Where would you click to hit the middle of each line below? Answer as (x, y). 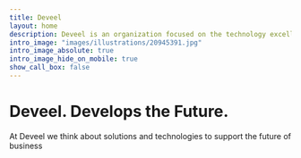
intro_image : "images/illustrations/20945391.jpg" (106, 42)
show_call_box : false (50, 68)
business (26, 146)
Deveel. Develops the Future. (119, 112)
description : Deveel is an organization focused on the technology (138, 34)
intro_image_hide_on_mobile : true (74, 59)
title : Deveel (36, 17)
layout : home (34, 26)
